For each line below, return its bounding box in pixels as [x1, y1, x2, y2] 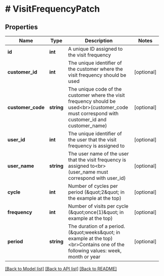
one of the [101, 241, 124, 248]
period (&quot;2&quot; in [68, 189, 125, 196]
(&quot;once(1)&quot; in [68, 209, 124, 216]
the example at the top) [68, 195, 122, 201]
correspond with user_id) [68, 175, 126, 181]
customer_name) [68, 122, 107, 129]
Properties [5, 23, 38, 31]
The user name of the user [68, 150, 129, 157]
